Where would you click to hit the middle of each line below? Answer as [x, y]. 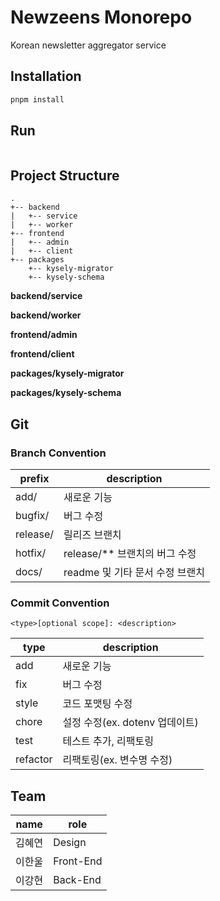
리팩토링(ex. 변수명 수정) [117, 760]
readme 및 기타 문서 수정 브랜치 [134, 572]
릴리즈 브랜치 [92, 534]
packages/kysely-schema [66, 393]
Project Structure [65, 175]
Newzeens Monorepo [101, 17]
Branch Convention [58, 453]
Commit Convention [60, 603]
